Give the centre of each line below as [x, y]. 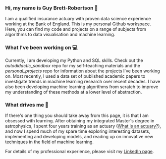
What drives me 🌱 [27, 105]
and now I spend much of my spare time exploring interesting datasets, [78, 131]
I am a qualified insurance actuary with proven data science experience [78, 19]
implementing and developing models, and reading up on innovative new [79, 136]
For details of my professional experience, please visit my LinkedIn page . [80, 151]
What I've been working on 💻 [41, 48]
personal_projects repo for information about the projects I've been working [83, 71]
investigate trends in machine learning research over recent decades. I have [83, 81]
